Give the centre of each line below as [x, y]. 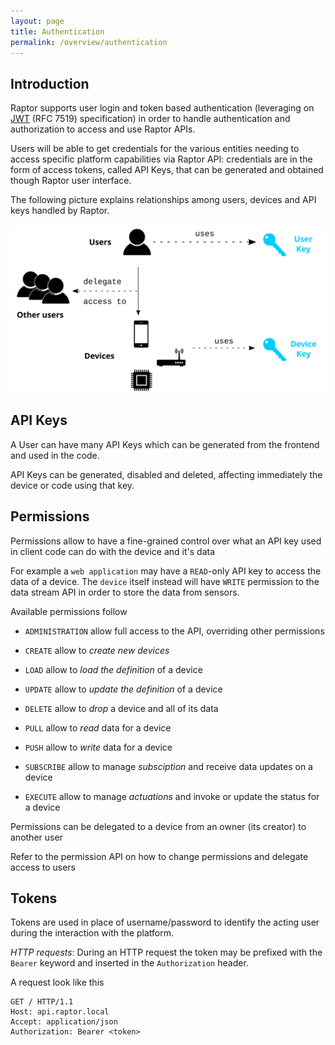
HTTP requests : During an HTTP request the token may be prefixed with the [166, 952]
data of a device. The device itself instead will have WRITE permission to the [165, 581]
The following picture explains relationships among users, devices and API [163, 200]
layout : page [37, 21]
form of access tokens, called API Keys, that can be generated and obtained [167, 170]
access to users [43, 867]
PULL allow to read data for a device [98, 727]
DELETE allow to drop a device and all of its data [121, 708]
